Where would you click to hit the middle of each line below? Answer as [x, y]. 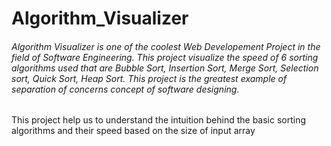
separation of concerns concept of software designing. [125, 89]
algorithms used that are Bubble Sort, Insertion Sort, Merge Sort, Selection [165, 68]
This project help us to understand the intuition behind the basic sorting [159, 120]
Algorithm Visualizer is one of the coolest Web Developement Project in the [166, 46]
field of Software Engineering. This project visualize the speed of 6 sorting [165, 57]
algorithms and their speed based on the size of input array [133, 131]
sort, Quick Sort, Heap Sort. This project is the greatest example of [149, 78]
